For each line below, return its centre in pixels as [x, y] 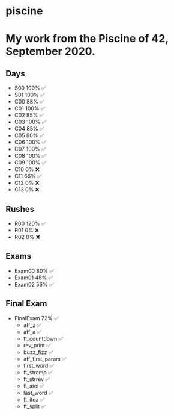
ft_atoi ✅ [34, 386]
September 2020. [50, 51]
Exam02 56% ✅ [34, 284]
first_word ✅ [39, 365]
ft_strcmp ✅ [38, 372]
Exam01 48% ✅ [34, 278]
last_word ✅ [38, 393]
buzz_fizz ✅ [38, 352]
